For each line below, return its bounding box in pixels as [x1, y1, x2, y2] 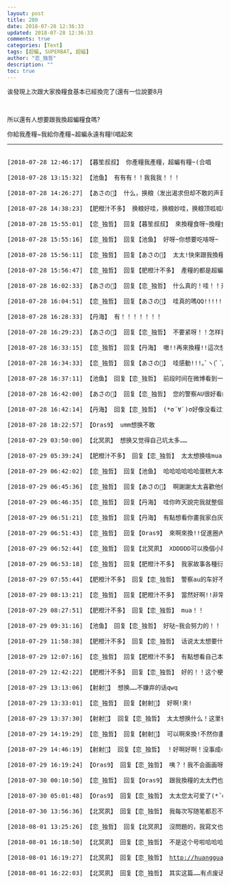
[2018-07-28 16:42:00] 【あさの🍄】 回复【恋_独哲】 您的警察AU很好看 [7, 389, 222, 398]
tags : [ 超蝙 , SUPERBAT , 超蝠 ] [7, 49, 89, 56]
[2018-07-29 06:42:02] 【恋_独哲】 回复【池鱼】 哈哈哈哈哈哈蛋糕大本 [7, 467, 224, 475]
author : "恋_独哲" [7, 55, 57, 62]
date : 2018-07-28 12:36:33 [7, 23, 84, 30]
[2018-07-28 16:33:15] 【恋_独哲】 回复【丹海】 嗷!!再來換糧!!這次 [7, 343, 220, 351]
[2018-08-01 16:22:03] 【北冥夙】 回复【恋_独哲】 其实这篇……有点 [7, 869, 213, 876]
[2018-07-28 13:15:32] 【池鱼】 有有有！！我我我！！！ [7, 173, 180, 181]
